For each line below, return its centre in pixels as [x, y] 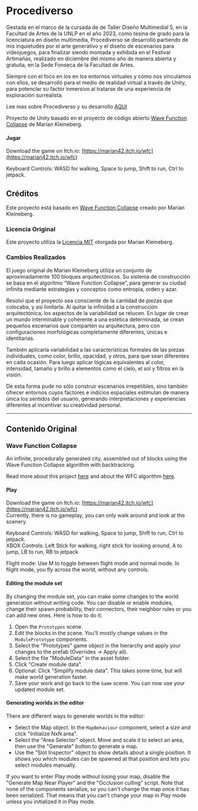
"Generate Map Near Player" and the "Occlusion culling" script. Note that [95, 783]
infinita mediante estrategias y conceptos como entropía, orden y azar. [92, 289]
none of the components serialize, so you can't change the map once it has [98, 789]
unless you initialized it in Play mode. [51, 802]
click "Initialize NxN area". [46, 734]
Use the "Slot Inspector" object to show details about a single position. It [103, 752]
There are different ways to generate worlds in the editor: [76, 716]
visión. [14, 375]
